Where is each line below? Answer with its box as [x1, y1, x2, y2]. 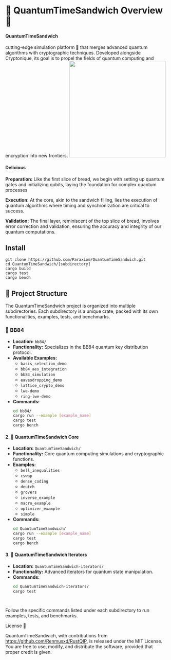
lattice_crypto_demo [20, 383, 65, 388]
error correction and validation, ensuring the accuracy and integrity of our [5, 223, 162, 229]
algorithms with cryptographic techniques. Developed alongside [5, 50, 141, 56]
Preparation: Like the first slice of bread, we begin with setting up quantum [5, 176, 165, 182]
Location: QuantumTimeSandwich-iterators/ [12, 563, 104, 569]
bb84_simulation [20, 372, 55, 377]
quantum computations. [5, 228, 56, 235]
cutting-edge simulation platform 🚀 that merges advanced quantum [5, 44, 148, 50]
